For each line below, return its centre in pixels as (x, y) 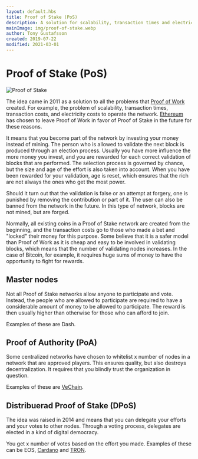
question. (18, 376)
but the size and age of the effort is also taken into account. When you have (98, 169)
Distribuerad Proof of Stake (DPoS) (71, 406)
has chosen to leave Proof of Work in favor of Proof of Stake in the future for (99, 120)
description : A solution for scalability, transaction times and (88, 22)
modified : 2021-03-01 (33, 45)
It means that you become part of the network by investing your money (93, 138)
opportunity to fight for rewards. (45, 261)
